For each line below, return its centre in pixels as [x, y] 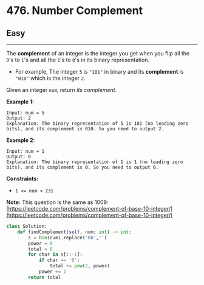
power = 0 [40, 243]
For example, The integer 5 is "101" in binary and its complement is [99, 72]
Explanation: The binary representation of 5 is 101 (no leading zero [97, 124]
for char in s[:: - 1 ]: [56, 255]
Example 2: [21, 140]
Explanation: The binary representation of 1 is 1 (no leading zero [95, 162]
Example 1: [20, 102]
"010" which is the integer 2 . [50, 78]
